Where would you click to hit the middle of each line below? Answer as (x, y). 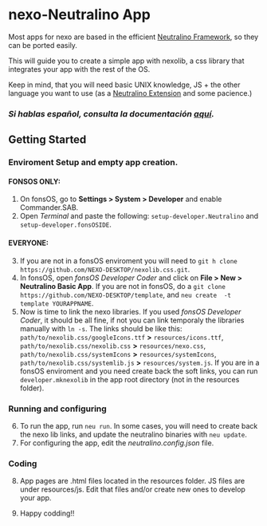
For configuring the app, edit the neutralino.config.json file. (117, 443)
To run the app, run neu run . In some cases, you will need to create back (139, 425)
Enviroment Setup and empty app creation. (93, 163)
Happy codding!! (47, 513)
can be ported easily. (43, 45)
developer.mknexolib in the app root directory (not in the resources (130, 379)
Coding (23, 463)
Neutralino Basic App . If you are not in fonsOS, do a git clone (122, 286)
